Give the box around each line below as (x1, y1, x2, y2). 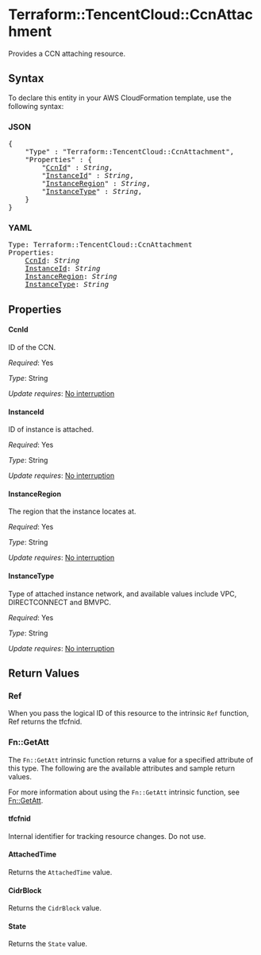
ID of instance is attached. (8, 425, 94, 434)
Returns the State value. (8, 939, 88, 949)
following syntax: (8, 101, 64, 111)
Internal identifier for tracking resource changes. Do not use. (8, 831, 206, 840)
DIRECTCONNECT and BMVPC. (8, 597, 112, 607)
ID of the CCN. (8, 342, 56, 351)
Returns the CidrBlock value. (8, 903, 102, 913)
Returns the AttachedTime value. (8, 867, 113, 876)
